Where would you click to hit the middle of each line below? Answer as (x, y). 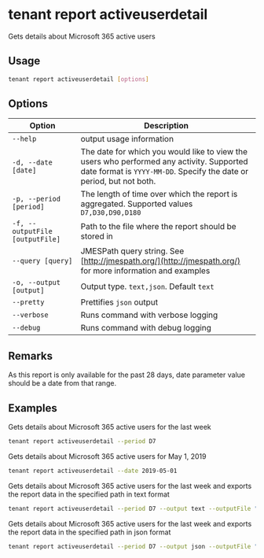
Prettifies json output (119, 302)
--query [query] (42, 261)
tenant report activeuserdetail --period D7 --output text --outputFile (130, 508)
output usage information (127, 139)
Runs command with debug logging (146, 328)
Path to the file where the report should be (159, 227)
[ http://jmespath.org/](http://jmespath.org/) (161, 261)
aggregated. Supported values (137, 204)
